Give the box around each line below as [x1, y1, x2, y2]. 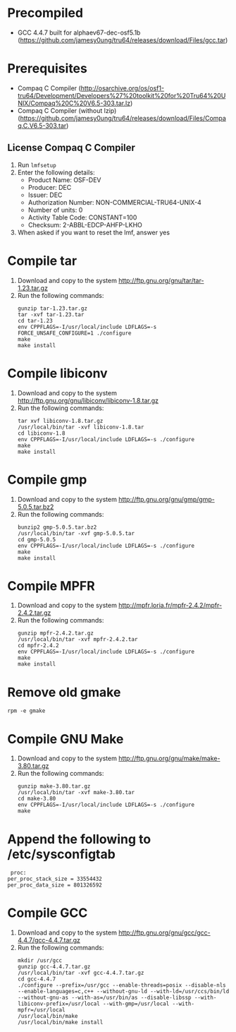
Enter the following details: [17, 168, 95, 176]
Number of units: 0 [27, 205, 83, 214]
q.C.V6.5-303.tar [17, 121, 67, 130]
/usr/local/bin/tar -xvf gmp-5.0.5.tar [17, 529, 135, 537]
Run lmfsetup [17, 160, 56, 169]
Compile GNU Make [7, 731, 124, 747]
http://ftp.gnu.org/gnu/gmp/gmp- [118, 495, 215, 503]
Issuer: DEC [27, 191, 63, 199]
